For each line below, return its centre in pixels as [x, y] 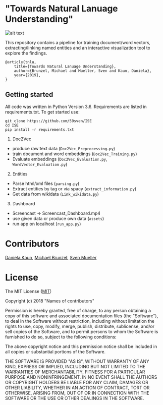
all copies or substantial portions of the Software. [55, 351]
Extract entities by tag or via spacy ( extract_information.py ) [74, 188]
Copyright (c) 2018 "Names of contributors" [50, 301]
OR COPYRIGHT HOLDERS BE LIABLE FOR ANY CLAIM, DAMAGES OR [77, 382]
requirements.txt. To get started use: [43, 112]
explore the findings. [26, 53]
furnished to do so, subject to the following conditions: [61, 337]
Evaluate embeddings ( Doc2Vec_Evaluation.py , [60, 159]
